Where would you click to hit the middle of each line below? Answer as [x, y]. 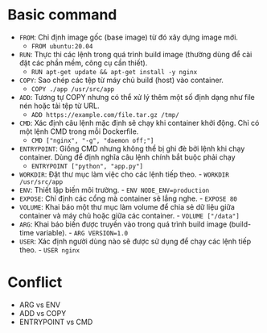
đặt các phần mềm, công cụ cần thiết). [83, 63]
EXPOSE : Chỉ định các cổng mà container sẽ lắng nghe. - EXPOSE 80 [128, 198]
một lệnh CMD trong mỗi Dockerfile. [79, 131]
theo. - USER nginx [49, 250]
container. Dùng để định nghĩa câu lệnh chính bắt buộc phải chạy [127, 157]
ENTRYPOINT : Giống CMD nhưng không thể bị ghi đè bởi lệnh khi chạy [132, 148]
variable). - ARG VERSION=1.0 [82, 232]
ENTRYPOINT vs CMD [56, 322]
